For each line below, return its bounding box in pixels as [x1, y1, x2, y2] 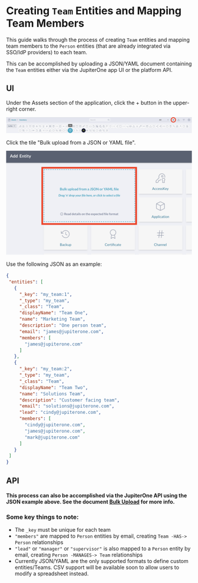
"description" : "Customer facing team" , [19, 397, 120, 403]
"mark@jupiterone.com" [24, 434, 81, 440]
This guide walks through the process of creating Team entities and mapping [6, 36, 190, 43]
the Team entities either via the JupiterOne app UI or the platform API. [6, 66, 173, 73]
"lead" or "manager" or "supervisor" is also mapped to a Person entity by [14, 545, 191, 552]
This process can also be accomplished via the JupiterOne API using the [6, 492, 187, 499]
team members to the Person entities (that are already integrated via [6, 42, 171, 50]
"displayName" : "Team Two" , [19, 384, 88, 390]
